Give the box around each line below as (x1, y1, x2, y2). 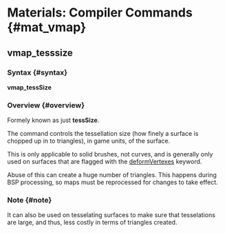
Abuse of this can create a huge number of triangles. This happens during (7, 171, 217, 179)
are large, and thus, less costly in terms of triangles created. (7, 219, 178, 227)
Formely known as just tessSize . (7, 116, 100, 125)
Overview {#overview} (7, 100, 85, 110)
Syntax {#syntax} (7, 68, 67, 77)
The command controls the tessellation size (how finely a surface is (7, 130, 199, 138)
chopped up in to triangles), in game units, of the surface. (7, 136, 171, 145)
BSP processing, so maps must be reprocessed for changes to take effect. (7, 178, 218, 187)
